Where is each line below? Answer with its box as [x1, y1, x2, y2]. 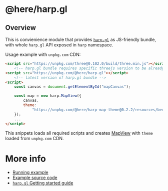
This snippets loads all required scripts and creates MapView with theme [5, 130, 153, 136]
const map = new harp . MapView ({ [14, 93, 81, 98]
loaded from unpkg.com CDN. [5, 136, 64, 142]
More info [5, 153, 46, 164]
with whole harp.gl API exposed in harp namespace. [5, 42, 113, 48]
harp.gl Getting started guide [12, 180, 73, 186]
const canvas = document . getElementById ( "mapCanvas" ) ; [14, 84, 131, 89]
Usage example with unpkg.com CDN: [5, 51, 81, 57]
